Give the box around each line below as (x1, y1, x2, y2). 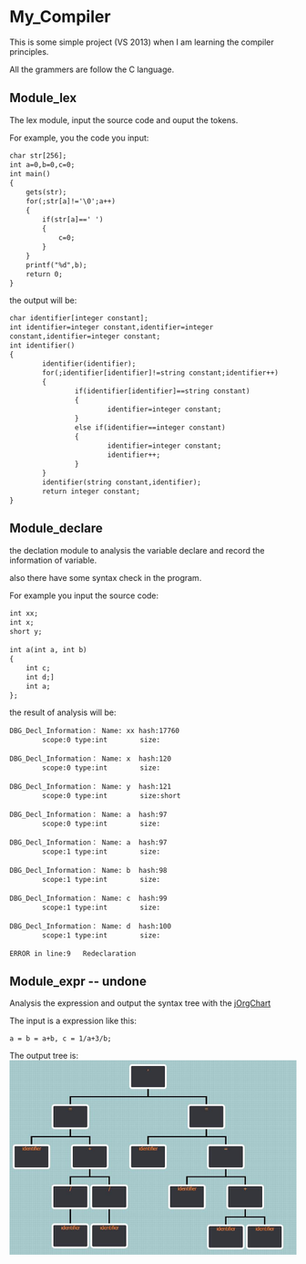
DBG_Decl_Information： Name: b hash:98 (9, 865, 168, 875)
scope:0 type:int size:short (42, 791, 181, 800)
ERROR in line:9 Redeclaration (9, 948, 137, 958)
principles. (9, 46, 49, 57)
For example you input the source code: (9, 590, 159, 601)
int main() (9, 169, 51, 179)
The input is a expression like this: (9, 1015, 137, 1027)
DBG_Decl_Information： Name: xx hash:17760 (9, 726, 180, 735)
